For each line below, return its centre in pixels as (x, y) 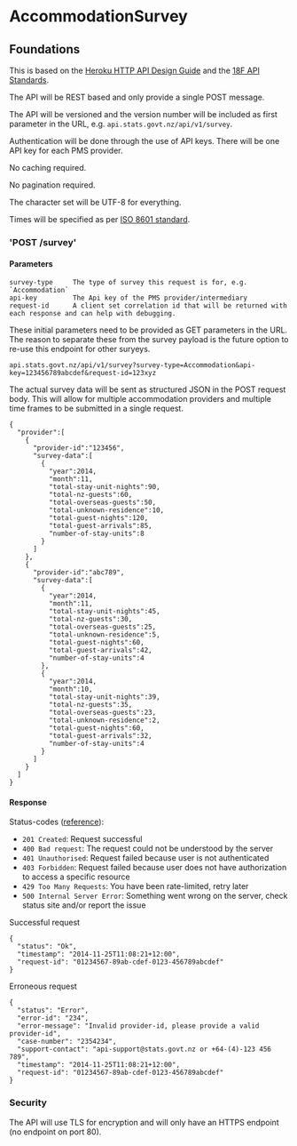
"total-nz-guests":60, (90, 495)
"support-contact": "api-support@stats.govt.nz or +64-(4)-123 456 (145, 1050)
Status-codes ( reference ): (57, 822)
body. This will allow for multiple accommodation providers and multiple (141, 399)
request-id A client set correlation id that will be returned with (148, 306)
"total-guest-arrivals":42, (100, 651)
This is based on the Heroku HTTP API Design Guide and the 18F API (134, 70)
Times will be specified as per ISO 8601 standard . (100, 219)
